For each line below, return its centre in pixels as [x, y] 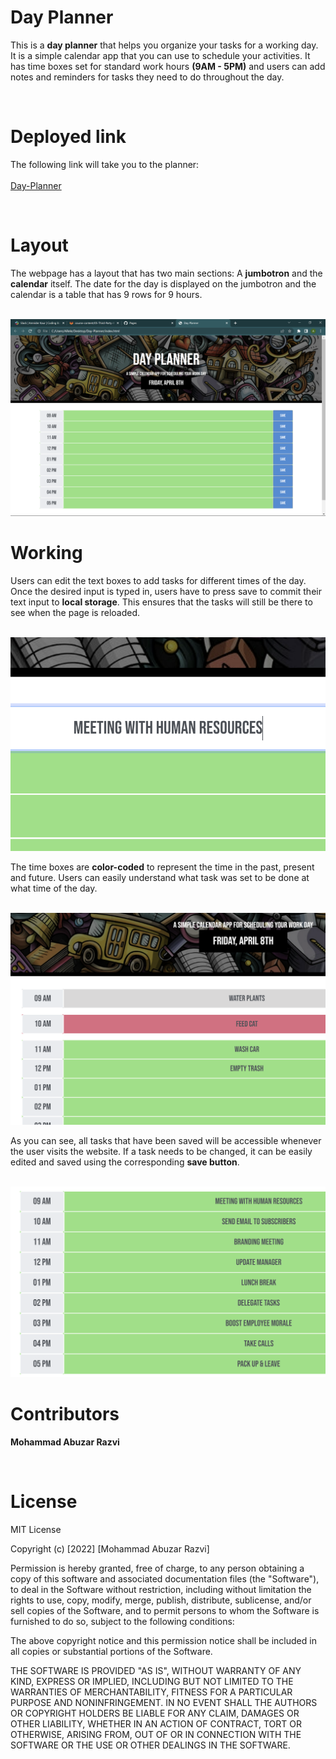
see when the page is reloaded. [75, 612]
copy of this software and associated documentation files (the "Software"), [165, 1578]
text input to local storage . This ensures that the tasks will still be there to [161, 602]
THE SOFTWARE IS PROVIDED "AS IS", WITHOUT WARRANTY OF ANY [156, 1670]
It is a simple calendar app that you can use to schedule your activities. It [160, 55]
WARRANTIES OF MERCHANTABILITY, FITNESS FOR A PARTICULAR [151, 1692]
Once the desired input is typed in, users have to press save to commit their [166, 591]
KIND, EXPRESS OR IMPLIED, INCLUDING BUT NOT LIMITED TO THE [152, 1681]
